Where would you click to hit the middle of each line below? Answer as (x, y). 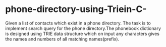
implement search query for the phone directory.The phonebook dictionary (83, 28)
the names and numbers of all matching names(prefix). (62, 39)
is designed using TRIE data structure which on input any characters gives (82, 33)
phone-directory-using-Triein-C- (76, 9)
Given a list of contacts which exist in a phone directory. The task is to (78, 23)
